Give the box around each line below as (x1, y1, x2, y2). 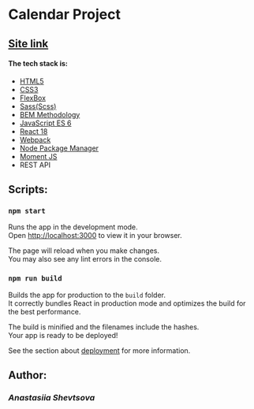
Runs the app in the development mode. (8, 222, 138, 232)
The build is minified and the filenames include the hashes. (8, 322, 200, 332)
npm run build (8, 274, 62, 283)
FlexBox (19, 93, 46, 102)
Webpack (19, 135, 51, 144)
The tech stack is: (8, 59, 69, 69)
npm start (8, 206, 46, 216)
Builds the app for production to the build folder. (8, 290, 166, 299)
